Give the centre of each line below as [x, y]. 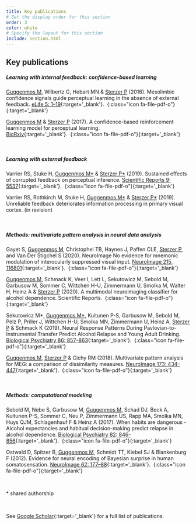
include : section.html [34, 39]
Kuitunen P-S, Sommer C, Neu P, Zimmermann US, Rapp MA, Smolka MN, [94, 416]
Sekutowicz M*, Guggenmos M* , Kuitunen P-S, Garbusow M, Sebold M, [93, 316]
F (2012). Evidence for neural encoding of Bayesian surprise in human [90, 458]
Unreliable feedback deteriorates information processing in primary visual [94, 204]
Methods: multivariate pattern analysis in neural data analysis [84, 234]
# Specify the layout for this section [55, 33]
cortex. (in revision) [29, 210]
